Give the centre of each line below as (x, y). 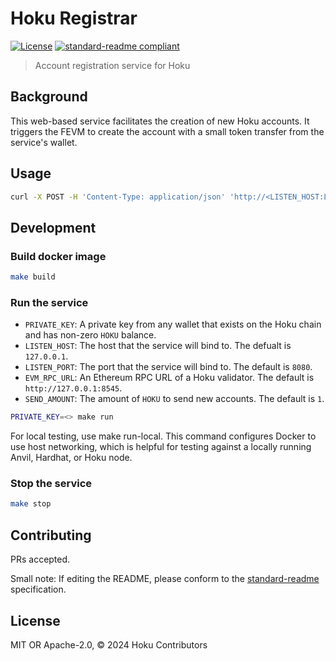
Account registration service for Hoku (112, 65)
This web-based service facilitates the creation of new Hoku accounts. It (160, 121)
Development (53, 227)
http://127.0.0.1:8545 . (73, 388)
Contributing (51, 535)
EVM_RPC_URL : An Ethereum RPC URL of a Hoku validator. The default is (169, 378)
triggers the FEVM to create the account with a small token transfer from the (167, 131)
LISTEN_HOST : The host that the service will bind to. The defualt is (158, 346)
